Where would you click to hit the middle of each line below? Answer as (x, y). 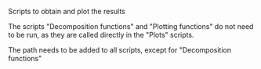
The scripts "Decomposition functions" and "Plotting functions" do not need (131, 26)
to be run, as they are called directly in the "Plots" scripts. (101, 35)
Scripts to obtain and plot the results (67, 11)
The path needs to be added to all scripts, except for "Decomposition (120, 50)
